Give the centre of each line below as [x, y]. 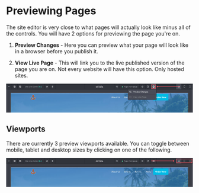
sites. [21, 75]
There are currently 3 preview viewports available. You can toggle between [98, 143]
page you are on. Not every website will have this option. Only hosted [99, 69]
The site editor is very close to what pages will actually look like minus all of [99, 27]
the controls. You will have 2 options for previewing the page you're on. [93, 33]
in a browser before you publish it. [57, 51]
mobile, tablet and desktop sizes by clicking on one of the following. [89, 150]
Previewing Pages [51, 11]
